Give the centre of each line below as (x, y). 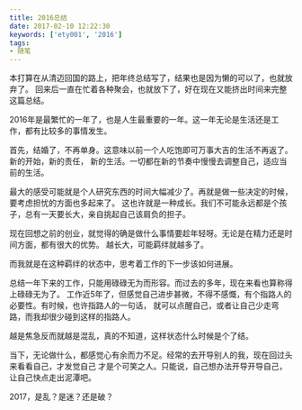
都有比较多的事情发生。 (68, 131)
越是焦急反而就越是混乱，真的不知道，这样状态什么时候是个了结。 (131, 336)
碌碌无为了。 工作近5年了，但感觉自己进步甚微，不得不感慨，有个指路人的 (154, 295)
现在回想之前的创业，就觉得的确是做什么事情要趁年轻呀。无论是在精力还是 (147, 233)
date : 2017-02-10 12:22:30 (60, 26)
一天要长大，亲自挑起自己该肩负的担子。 (115, 214)
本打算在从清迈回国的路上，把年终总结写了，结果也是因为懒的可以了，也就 (147, 78)
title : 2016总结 (38, 18)
